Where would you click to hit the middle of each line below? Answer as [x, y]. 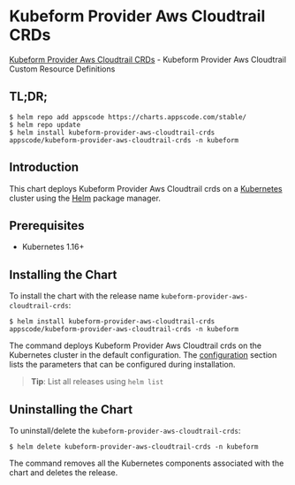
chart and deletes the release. [64, 473]
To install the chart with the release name [84, 296]
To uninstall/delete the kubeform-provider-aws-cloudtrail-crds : [125, 431]
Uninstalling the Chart [71, 409]
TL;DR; [29, 97]
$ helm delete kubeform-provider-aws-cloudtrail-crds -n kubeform [134, 447]
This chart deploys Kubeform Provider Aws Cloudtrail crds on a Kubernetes [146, 188]
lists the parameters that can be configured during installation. [122, 365]
